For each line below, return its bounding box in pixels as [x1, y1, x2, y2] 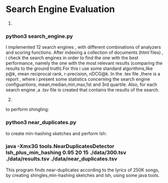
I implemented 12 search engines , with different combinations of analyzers [6, 44, 161, 50]
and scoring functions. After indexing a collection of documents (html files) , [6, 49, 163, 56]
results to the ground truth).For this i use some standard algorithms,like [6, 65, 153, 71]
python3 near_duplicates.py [6, 119, 77, 126]
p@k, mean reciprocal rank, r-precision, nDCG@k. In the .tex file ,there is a [6, 71, 160, 77]
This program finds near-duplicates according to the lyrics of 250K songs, [6, 167, 160, 173]
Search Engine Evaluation [6, 4, 115, 15]
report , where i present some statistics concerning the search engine [6, 76, 150, 82]
